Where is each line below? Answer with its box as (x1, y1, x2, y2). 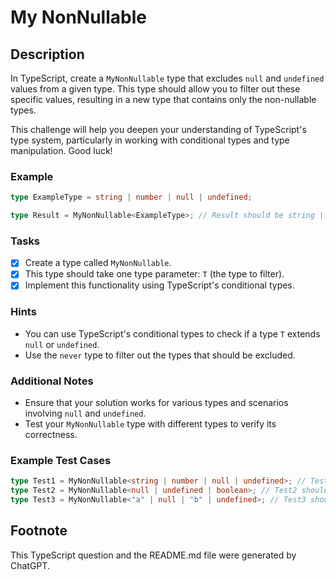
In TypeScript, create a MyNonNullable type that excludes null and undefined (10, 72, 325, 84)
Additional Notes (10, 374, 94, 388)
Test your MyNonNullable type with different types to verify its (24, 418, 277, 430)
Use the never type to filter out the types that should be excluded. (24, 349, 296, 361)
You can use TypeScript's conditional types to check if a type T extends (24, 327, 321, 340)
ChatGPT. (10, 559, 50, 571)
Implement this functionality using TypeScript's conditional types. (24, 279, 295, 291)
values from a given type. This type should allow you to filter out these (10, 83, 301, 95)
